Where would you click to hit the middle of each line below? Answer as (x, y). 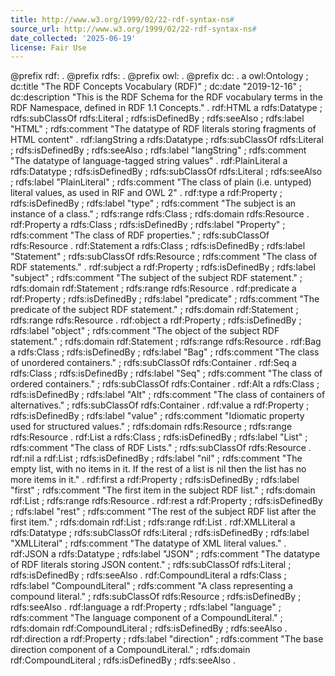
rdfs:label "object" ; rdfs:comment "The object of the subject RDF (145, 331)
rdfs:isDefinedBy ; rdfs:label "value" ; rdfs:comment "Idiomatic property (157, 416)
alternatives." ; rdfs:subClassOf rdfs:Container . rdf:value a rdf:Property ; (160, 405)
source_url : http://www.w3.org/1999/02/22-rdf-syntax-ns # (133, 29)
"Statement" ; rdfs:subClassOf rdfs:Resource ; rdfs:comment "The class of (164, 257)
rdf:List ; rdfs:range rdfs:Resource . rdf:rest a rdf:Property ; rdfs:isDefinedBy (166, 501)
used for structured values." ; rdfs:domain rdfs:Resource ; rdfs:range (151, 427)
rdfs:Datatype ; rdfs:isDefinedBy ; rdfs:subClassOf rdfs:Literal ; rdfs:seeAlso (166, 172)
